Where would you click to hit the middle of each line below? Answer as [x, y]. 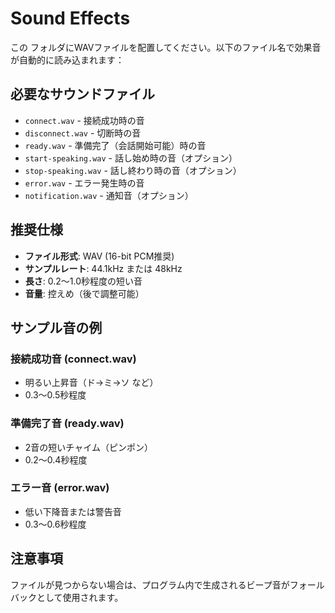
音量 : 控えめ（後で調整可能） [84, 293]
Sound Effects [70, 18]
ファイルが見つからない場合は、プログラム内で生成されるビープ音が [150, 584]
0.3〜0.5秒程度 [55, 395]
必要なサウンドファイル [82, 94]
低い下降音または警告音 [73, 511]
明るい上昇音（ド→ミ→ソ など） [91, 383]
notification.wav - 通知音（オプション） [109, 195]
